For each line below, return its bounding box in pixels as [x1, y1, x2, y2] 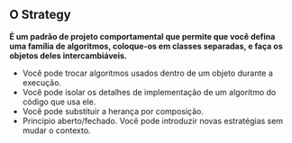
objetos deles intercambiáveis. [9, 49, 128, 61]
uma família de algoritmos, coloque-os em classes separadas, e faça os [9, 40, 283, 51]
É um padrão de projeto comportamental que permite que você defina [9, 31, 276, 41]
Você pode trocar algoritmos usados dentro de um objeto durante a [22, 67, 273, 78]
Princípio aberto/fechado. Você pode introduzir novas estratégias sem [22, 115, 284, 126]
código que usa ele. [22, 96, 96, 107]
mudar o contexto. [22, 125, 92, 136]
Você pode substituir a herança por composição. [22, 105, 205, 116]
